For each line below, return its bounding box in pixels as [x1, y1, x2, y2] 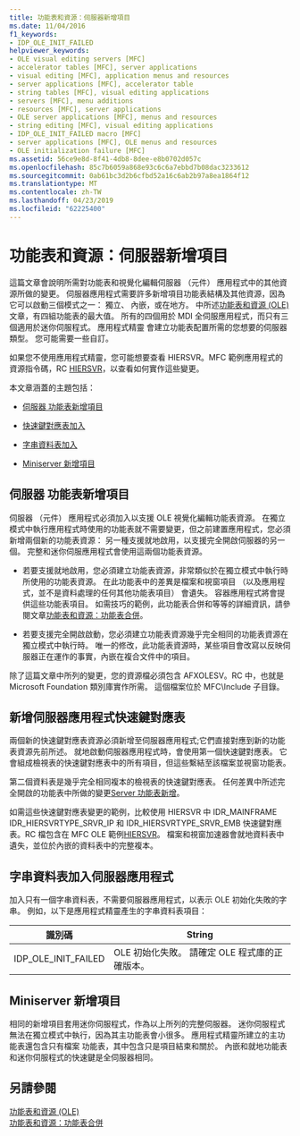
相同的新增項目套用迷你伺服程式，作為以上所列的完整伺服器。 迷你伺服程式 [9, 1018, 286, 1029]
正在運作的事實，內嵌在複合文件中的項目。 [37, 650, 195, 662]
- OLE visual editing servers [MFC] [9, 55, 146, 64]
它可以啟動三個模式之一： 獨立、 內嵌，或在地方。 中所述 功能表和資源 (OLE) [9, 299, 289, 309]
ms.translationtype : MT [9, 180, 98, 189]
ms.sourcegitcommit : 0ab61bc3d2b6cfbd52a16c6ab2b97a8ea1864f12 [9, 171, 250, 180]
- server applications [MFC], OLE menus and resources [9, 138, 218, 147]
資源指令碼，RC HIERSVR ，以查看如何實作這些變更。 [9, 363, 204, 374]
